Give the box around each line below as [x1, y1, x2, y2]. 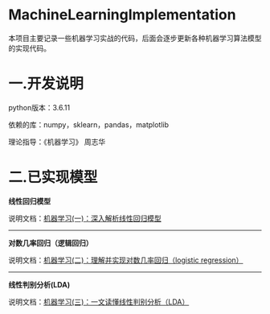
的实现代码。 [8, 43, 51, 53]
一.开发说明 [8, 75, 84, 93]
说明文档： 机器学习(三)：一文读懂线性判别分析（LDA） [8, 296, 190, 307]
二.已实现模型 [8, 168, 98, 187]
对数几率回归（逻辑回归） [8, 238, 93, 247]
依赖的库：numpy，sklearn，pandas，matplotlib [8, 119, 170, 130]
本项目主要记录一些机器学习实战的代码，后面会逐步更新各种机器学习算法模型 [8, 33, 262, 43]
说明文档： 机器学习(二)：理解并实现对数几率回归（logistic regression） [8, 255, 243, 265]
